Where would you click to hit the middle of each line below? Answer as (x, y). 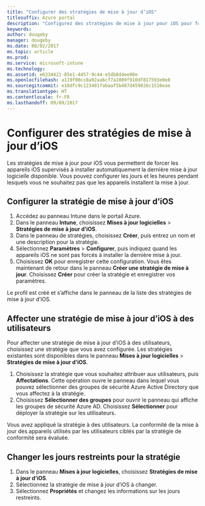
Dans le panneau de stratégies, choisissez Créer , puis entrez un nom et (105, 236)
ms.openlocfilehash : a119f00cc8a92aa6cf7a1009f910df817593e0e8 (89, 80)
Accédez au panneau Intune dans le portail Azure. (78, 216)
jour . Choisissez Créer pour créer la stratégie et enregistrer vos (96, 275)
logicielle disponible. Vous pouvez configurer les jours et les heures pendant (102, 176)
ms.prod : (18, 57)
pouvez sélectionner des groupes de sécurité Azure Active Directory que (107, 387)
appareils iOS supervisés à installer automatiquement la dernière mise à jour (102, 169)
